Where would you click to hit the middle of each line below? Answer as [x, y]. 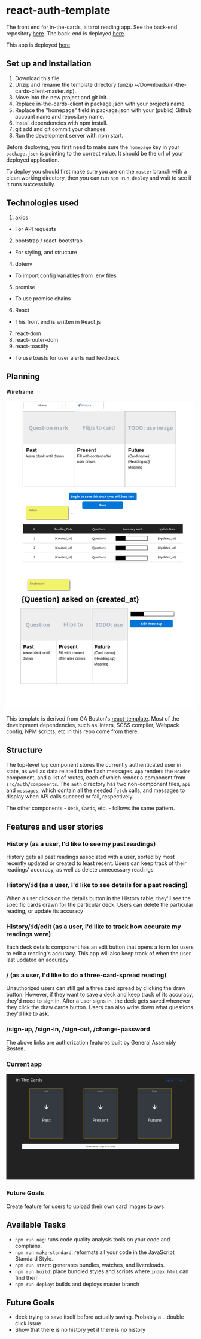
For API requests [35, 229]
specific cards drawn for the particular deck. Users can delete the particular [100, 904]
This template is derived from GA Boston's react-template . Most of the [93, 718]
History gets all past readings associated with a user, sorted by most [91, 857]
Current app [24, 1064]
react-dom [28, 333]
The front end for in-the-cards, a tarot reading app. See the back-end [92, 27]
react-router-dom [36, 339]
